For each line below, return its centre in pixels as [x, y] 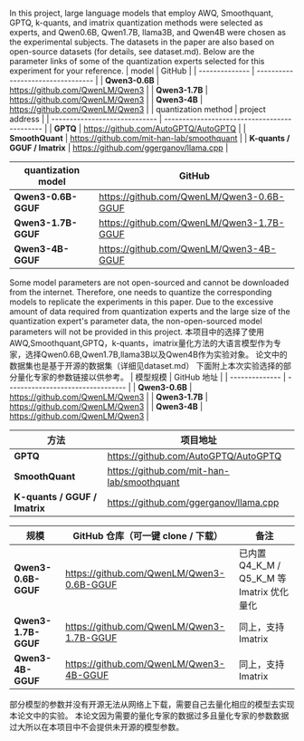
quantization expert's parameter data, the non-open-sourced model [136, 321]
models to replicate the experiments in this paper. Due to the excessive [142, 302]
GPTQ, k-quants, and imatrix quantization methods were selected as [137, 23]
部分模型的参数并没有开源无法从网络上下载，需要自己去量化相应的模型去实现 [152, 704]
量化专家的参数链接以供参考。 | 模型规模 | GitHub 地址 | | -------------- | [152, 377]
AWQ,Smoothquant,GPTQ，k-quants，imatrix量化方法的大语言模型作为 [142, 343]
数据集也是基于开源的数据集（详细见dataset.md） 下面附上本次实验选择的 [146, 366]
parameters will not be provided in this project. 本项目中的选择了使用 [137, 332]
